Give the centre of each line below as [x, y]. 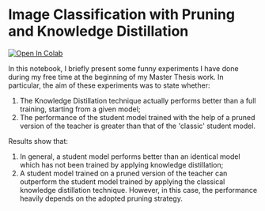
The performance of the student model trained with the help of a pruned [137, 117]
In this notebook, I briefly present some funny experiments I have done [123, 68]
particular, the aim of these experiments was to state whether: [109, 85]
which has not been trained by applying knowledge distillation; [121, 164]
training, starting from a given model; [80, 109]
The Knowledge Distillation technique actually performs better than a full [138, 100]
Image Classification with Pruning [122, 15]
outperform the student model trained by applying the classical [122, 181]
